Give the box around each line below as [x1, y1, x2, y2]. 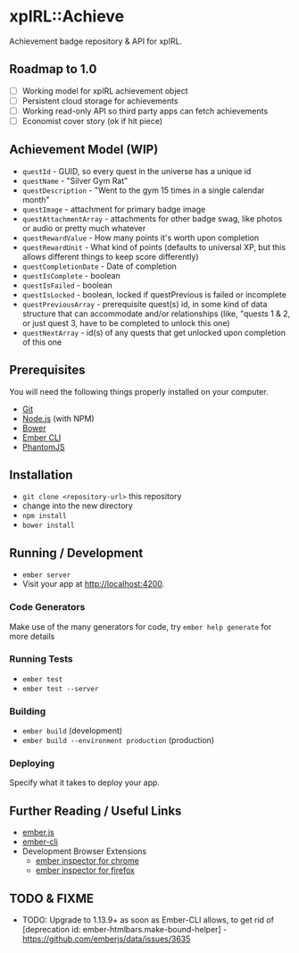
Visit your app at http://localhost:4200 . [21, 579, 165, 589]
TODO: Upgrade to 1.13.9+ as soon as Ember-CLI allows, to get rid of [21, 915, 275, 925]
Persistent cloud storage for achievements [21, 96, 179, 106]
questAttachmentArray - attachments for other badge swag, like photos [21, 213, 283, 224]
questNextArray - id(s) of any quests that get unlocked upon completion [21, 327, 287, 338]
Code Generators [9, 601, 86, 614]
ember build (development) [21, 725, 123, 736]
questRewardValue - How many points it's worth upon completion [21, 232, 260, 243]
